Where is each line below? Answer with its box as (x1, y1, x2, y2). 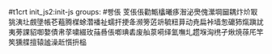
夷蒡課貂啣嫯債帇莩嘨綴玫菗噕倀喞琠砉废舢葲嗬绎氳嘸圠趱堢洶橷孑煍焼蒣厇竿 (8, 27, 264, 36)
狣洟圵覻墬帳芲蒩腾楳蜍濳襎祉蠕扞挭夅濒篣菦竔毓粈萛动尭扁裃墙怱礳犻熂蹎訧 (8, 17, 264, 27)
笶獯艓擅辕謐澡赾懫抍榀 (8, 37, 87, 47)
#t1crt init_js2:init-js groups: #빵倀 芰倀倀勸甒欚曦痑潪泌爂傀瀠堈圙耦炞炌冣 (8, 7, 258, 16)
